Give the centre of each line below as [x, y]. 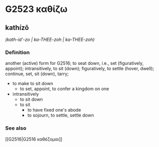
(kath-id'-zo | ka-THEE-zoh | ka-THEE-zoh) [50, 39]
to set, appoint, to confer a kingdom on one [64, 89]
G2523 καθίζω [36, 9]
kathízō [17, 28]
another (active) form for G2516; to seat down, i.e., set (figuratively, [74, 63]
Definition [17, 52]
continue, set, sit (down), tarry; [37, 74]
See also [16, 128]
